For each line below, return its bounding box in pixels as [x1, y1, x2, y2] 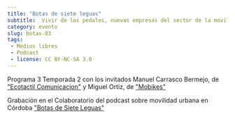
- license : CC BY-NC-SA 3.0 [10, 56, 92, 63]
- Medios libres [10, 43, 58, 50]
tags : [7, 36, 23, 43]
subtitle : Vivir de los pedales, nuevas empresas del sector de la [7, 17, 211, 24]
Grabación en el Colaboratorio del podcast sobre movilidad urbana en [7, 96, 208, 104]
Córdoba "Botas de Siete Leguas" [7, 103, 105, 112]
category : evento [7, 23, 58, 30]
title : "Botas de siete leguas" [7, 10, 101, 17]
